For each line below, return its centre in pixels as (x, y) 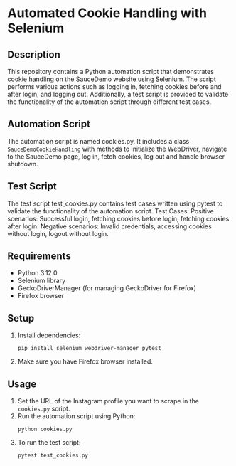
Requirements (39, 256)
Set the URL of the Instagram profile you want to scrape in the (108, 401)
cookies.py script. (44, 409)
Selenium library (42, 281)
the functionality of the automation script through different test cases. (109, 102)
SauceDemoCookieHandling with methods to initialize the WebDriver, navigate (117, 149)
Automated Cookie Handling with (107, 13)
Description (34, 54)
